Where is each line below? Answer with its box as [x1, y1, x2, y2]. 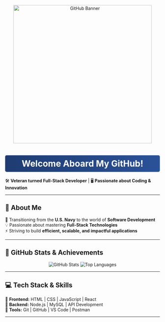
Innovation [5, 184, 28, 191]
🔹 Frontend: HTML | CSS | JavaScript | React [5, 296, 97, 302]
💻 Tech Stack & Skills [5, 281, 73, 289]
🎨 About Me [5, 204, 42, 212]
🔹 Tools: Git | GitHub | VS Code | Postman [5, 307, 90, 313]
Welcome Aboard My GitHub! [22, 158, 143, 169]
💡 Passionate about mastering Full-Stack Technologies [5, 222, 118, 228]
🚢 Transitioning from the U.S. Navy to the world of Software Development [5, 216, 156, 223]
